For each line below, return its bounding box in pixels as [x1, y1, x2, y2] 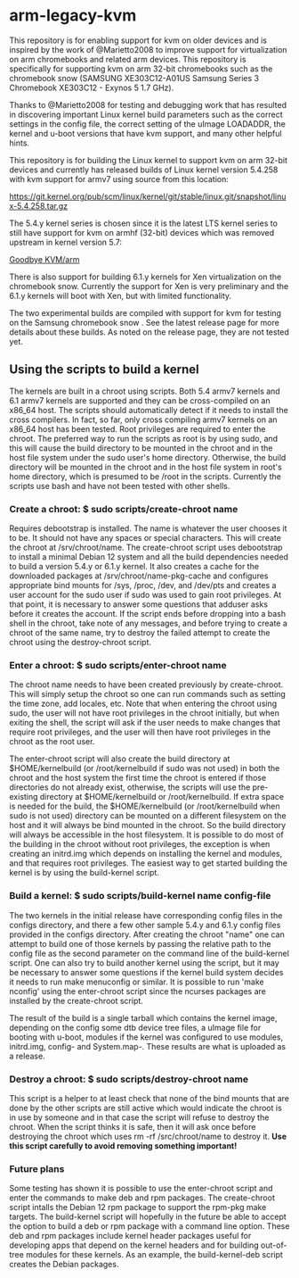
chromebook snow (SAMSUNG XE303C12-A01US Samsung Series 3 [9, 72, 260, 83]
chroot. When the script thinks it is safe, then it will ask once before [9, 1121, 256, 1132]
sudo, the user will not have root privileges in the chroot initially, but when [9, 708, 280, 718]
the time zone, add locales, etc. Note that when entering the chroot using [9, 698, 278, 710]
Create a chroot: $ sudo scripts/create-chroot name [9, 502, 238, 515]
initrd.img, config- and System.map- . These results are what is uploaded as [9, 1041, 287, 1051]
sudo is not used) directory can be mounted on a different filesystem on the [9, 810, 287, 821]
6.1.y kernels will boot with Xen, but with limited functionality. [9, 290, 232, 301]
